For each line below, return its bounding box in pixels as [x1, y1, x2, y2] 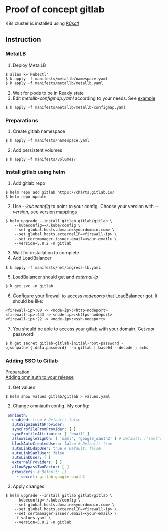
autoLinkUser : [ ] [12, 455, 51, 460]
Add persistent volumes [12, 146, 62, 153]
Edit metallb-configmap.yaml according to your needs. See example [12, 95, 156, 101]
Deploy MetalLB [12, 62, 46, 68]
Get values [12, 384, 36, 390]
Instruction [5, 35, 41, 44]
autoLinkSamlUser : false [12, 450, 65, 456]
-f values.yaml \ [14, 515, 51, 520]
